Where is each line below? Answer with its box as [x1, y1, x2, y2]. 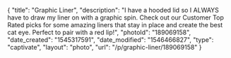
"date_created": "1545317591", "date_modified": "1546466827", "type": [7, 36, 214, 44]
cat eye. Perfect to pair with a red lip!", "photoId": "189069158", [7, 28, 191, 36]
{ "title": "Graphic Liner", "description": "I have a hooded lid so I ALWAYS [7, 6, 219, 14]
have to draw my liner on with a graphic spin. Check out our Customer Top [7, 13, 224, 22]
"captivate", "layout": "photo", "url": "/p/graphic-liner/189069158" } [7, 43, 203, 51]
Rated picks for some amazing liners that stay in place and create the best [7, 21, 223, 29]
